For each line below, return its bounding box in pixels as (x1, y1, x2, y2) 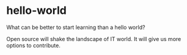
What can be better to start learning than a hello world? (6, 24, 145, 31)
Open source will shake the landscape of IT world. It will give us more (6, 35, 182, 42)
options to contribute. (6, 42, 61, 49)
